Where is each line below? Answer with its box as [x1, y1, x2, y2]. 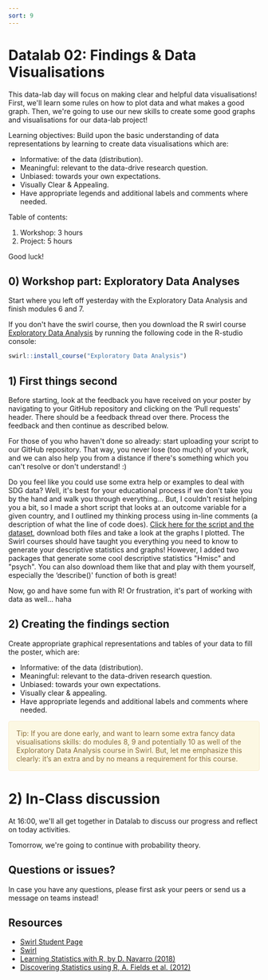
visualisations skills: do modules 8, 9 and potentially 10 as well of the [16, 737, 242, 746]
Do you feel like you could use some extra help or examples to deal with [8, 477, 245, 487]
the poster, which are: [8, 647, 80, 657]
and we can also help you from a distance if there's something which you [8, 453, 249, 463]
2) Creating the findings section [8, 618, 170, 631]
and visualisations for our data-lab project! [8, 115, 148, 124]
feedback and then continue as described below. [8, 421, 169, 431]
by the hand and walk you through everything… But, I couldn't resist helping [8, 494, 258, 504]
